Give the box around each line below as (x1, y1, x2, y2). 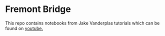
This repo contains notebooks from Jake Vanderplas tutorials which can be (5, 20, 160, 26)
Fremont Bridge (5, 3, 71, 15)
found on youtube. (5, 25, 43, 31)
